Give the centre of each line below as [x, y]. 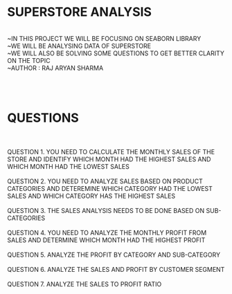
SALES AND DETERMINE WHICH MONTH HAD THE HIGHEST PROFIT [106, 240]
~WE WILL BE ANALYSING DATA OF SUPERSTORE [79, 46]
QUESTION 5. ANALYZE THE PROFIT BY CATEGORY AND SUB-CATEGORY [114, 255]
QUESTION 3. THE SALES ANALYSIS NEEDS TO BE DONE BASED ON [106, 210]
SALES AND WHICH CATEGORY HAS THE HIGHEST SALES [91, 196]
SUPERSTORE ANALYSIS [80, 12]
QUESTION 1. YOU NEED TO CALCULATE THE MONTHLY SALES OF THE [111, 151]
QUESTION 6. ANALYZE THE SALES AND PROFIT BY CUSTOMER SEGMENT [116, 269]
